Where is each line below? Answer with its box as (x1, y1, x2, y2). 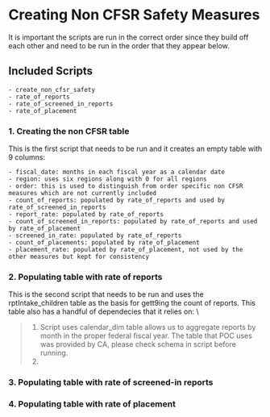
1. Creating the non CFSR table (8, 125, 130, 136)
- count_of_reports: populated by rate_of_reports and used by (8, 196, 226, 205)
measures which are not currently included (8, 190, 157, 198)
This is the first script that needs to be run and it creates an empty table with (8, 144, 263, 154)
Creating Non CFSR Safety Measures (8, 6, 260, 24)
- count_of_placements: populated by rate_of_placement (8, 239, 200, 247)
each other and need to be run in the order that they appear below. (8, 40, 230, 50)
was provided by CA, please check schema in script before (39, 340, 236, 349)
